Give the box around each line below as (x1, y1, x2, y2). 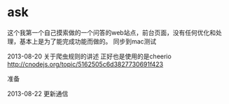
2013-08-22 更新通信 (7, 89, 69, 98)
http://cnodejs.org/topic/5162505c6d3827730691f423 (7, 60, 163, 68)
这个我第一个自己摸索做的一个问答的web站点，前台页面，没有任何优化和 (7, 28, 216, 37)
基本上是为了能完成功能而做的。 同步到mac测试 (19, 37, 157, 46)
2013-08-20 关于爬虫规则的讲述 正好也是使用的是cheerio (7, 52, 172, 60)
